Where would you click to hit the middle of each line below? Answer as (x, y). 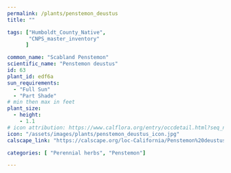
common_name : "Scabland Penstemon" (58, 58)
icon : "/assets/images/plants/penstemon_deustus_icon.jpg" (93, 134)
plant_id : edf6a (30, 76)
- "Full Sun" (32, 89)
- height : (27, 115)
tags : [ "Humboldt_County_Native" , (57, 32)
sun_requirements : (33, 83)
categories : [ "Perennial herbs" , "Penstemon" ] (77, 153)
